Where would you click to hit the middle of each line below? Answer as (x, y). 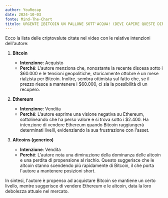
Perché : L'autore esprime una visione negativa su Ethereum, (82, 114)
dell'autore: (17, 44)
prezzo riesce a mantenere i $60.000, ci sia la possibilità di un (83, 84)
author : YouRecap (23, 10)
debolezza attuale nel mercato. (37, 191)
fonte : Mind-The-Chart (29, 19)
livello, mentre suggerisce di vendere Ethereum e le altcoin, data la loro (78, 186)
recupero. (30, 89)
